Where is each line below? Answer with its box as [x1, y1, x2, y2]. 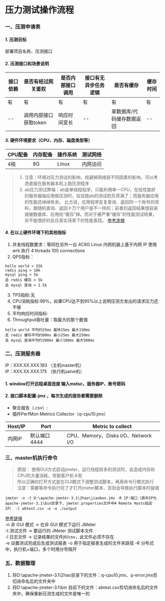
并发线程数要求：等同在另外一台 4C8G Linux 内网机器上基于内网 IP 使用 [12, 241, 157, 247]
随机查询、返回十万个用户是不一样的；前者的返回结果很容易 [37, 205, 158, 211]
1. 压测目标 [5, 36, 27, 42]
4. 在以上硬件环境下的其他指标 [5, 230, 66, 236]
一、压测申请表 [5, 23, 41, 30]
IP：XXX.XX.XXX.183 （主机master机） [5, 362, 84, 368]
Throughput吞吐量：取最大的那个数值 [12, 317, 88, 322]
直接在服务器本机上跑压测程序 [28, 180, 89, 186]
